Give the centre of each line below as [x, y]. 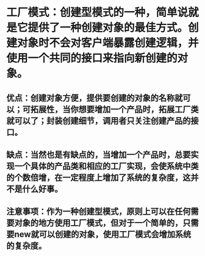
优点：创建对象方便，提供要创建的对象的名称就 [95, 98]
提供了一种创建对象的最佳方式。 [108, 28]
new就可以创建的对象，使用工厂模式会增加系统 [103, 234]
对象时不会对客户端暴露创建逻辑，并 [108, 43]
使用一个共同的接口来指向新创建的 [92, 58]
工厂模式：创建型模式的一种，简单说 [97, 12]
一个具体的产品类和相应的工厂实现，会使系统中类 [106, 166]
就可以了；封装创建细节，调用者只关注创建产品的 [99, 120]
